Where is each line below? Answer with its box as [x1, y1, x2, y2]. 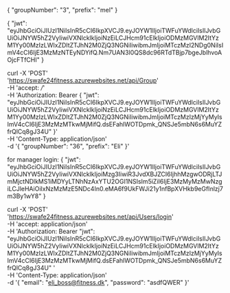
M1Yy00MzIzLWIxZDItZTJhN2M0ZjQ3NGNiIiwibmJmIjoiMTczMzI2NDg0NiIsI [7, 41, 224, 49]
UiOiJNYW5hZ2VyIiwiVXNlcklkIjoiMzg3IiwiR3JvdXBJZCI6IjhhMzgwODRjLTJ [7, 170, 222, 178]
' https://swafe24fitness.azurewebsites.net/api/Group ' [7, 76, 159, 85]
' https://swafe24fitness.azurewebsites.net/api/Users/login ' [7, 213, 174, 221]
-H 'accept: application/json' [7, 220, 88, 228]
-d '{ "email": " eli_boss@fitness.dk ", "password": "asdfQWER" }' [7, 279, 189, 286]
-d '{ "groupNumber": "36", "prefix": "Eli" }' [7, 142, 130, 150]
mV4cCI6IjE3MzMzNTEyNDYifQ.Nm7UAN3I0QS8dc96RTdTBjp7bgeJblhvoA [7, 48, 222, 56]
